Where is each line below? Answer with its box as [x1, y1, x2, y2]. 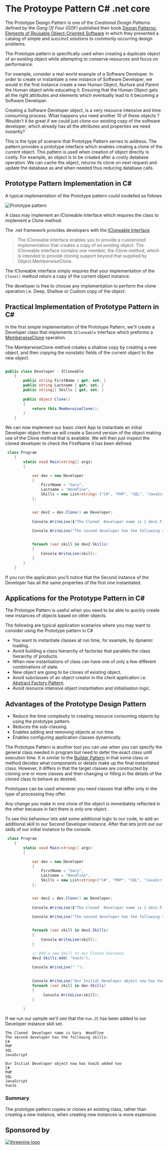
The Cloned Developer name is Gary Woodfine [5, 1030, 104, 1036]
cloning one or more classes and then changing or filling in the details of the [5, 771, 162, 777]
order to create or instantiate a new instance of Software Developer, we [5, 76, 152, 82]
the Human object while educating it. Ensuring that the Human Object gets [5, 87, 158, 93]
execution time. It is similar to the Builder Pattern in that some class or [5, 755, 149, 761]
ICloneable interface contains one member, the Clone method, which [17, 247, 159, 253]
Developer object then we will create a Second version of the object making [5, 430, 161, 436]
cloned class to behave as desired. [5, 776, 77, 782]
